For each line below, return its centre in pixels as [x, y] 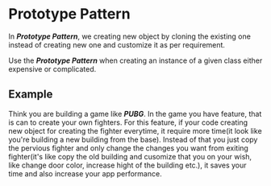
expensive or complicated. [52, 68]
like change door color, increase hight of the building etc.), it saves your [128, 165]
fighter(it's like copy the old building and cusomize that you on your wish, [130, 156]
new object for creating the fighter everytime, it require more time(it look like [135, 130]
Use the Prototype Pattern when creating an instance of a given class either [135, 60]
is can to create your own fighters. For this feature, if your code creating [128, 122]
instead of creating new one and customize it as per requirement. [117, 44]
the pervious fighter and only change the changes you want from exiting [128, 148]
